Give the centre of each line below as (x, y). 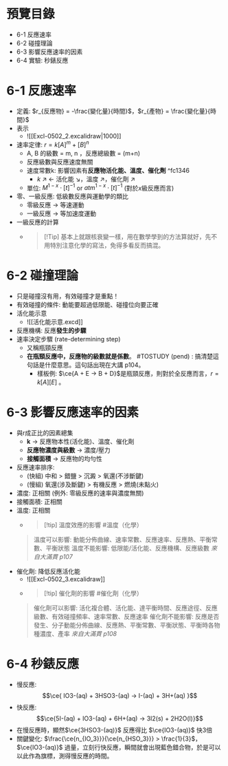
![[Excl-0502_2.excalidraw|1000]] (74, 136)
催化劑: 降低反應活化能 (48, 571)
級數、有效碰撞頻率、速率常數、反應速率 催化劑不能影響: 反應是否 (126, 617)
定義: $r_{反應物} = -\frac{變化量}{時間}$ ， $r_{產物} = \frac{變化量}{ (113, 111)
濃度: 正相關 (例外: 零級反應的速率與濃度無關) (80, 493)
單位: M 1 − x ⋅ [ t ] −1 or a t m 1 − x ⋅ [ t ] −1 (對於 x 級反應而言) (100, 187)
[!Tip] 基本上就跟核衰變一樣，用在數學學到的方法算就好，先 (127, 237)
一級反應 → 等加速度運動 (61, 213)
